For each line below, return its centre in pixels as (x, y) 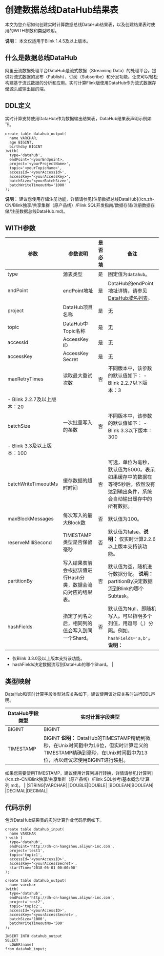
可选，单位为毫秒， (130, 462)
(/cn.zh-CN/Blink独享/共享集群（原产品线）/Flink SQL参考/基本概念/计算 (77, 779)
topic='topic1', (26, 855)
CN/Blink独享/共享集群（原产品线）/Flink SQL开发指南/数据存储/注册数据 (78, 205)
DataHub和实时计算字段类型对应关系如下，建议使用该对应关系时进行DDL (78, 694)
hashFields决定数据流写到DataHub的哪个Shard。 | (62, 665)
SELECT (12, 940)
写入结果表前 (78, 563)
